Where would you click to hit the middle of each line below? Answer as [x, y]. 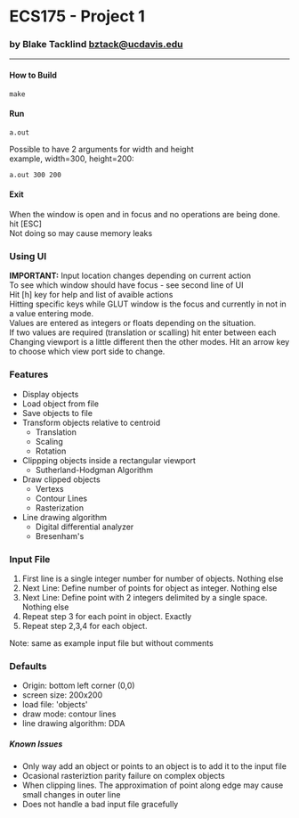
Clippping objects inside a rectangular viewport [109, 460]
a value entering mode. [52, 314]
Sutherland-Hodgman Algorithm [94, 470]
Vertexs [49, 488]
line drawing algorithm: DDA [73, 724]
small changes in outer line [71, 795]
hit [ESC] [26, 224]
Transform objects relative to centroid [91, 422]
